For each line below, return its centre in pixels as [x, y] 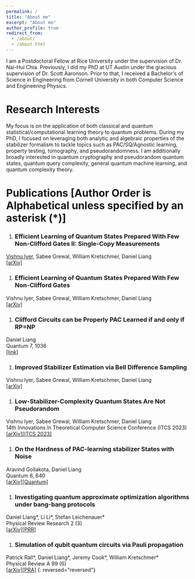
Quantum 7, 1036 [26, 346]
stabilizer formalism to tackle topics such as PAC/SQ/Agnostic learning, [92, 144]
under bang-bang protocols [55, 504]
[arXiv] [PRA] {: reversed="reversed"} [51, 570]
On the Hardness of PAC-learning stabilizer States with [94, 449]
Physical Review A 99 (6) [36, 564]
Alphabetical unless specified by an [95, 205]
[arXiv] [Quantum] [27, 482]
